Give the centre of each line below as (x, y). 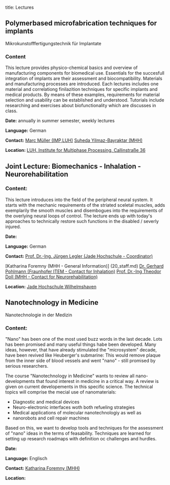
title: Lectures (20, 7)
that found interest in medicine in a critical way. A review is (97, 381)
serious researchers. (27, 366)
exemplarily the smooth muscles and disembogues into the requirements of (84, 210)
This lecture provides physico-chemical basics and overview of (72, 68)
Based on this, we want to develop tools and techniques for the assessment (84, 428)
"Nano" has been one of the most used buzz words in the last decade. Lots (84, 339)
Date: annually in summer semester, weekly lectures (60, 121)
